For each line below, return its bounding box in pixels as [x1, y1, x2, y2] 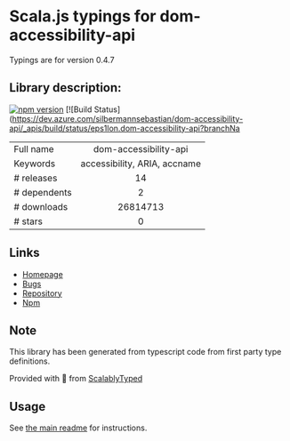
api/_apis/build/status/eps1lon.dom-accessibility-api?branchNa [9, 123, 240, 133]
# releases [13, 172, 58, 184]
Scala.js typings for [9, 6, 157, 27]
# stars [13, 215, 43, 228]
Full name [13, 142, 55, 155]
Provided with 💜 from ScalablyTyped [9, 373, 143, 384]
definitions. [9, 356, 51, 366]
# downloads [13, 200, 68, 212]
